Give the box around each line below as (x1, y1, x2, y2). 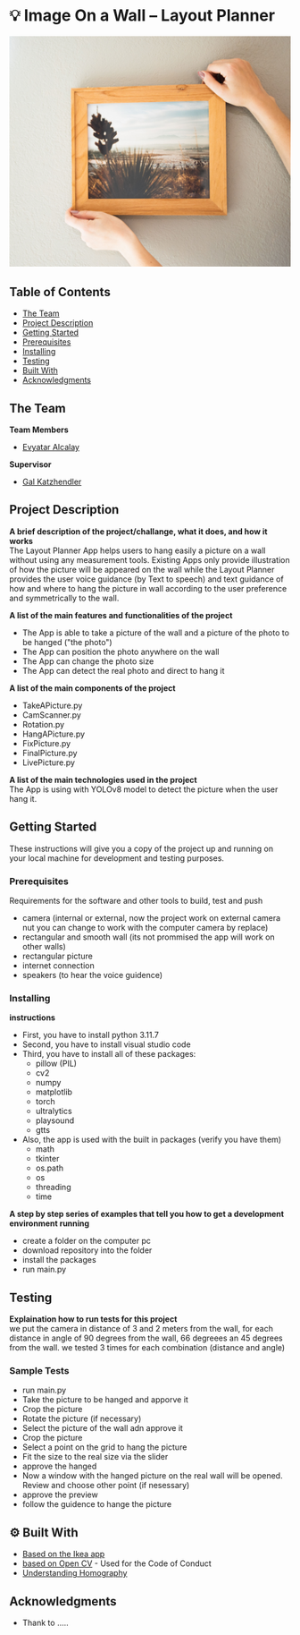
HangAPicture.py (21, 728, 86, 739)
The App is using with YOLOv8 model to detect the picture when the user (9, 784, 279, 795)
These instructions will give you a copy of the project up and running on (9, 843, 274, 854)
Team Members (9, 424, 69, 435)
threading (35, 1182, 71, 1193)
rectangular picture (21, 950, 94, 961)
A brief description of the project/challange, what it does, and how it (9, 525, 268, 537)
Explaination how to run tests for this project (9, 1314, 178, 1324)
